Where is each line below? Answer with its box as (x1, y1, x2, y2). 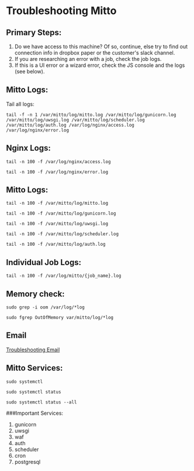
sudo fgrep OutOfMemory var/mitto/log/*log (6, 315, 114, 321)
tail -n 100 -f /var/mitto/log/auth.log (6, 242, 106, 248)
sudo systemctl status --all (6, 399, 77, 405)
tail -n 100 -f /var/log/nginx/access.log (6, 158, 111, 165)
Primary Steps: (6, 28, 62, 38)
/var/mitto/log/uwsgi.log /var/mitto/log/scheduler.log (6, 117, 145, 123)
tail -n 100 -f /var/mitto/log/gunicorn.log (6, 211, 116, 216)
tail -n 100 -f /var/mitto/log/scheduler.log (6, 231, 119, 237)
